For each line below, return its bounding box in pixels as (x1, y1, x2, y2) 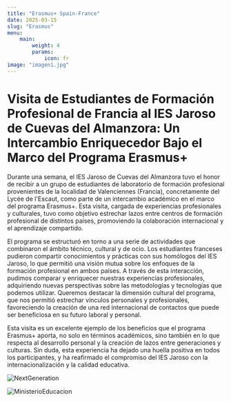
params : (32, 49, 54, 56)
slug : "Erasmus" (7, 23, 54, 30)
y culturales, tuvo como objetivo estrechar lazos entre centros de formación (7, 209, 223, 217)
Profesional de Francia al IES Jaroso (7, 105, 216, 121)
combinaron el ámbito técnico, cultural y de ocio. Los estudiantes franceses (7, 244, 223, 252)
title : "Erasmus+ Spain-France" (7, 10, 100, 17)
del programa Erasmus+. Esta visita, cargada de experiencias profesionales (7, 201, 222, 210)
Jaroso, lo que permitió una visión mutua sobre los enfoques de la (7, 259, 195, 268)
